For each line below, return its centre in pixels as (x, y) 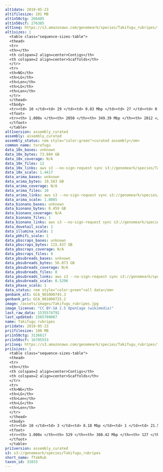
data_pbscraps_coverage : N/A (34, 249)
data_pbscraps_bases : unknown (36, 240)
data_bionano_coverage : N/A (33, 213)
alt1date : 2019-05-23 (27, 9)
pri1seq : (14, 344)
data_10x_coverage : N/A (29, 159)
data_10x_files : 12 (25, 163)
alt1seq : (14, 28)
